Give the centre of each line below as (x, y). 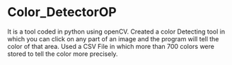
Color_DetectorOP (62, 12)
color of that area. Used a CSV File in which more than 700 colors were (111, 46)
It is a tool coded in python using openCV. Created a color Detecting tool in (116, 31)
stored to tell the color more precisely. (63, 54)
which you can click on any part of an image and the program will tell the (113, 38)
